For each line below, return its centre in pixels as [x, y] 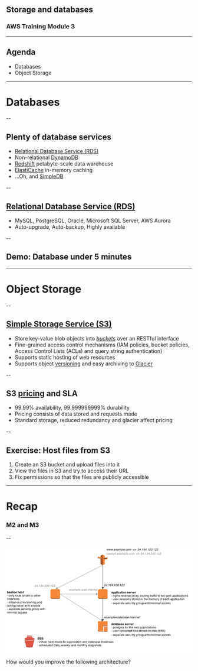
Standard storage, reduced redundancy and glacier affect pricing [93, 420]
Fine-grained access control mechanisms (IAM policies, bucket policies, [102, 345]
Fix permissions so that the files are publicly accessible [82, 477]
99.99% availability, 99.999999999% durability [72, 408]
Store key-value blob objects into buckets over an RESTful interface [97, 338]
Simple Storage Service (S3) [59, 324]
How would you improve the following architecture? [69, 662]
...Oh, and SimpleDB [39, 176]
